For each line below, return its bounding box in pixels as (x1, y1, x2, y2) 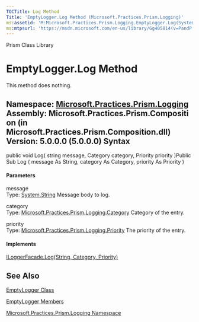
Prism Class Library (6, 42, 54, 49)
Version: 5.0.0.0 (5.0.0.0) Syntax (6, 136, 130, 146)
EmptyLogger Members (6, 298, 64, 305)
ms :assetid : (6, 20, 36, 25)
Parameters (6, 171, 36, 178)
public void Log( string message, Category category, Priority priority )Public (6, 152, 191, 159)
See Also (6, 270, 40, 280)
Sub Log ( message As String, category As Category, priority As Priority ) (6, 158, 185, 165)
